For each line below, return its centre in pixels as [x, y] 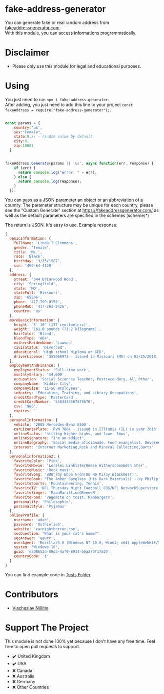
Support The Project [47, 627]
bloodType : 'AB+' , [32, 338]
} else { [23, 177]
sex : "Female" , [28, 132]
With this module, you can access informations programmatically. [71, 33]
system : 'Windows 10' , [37, 547]
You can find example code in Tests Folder [48, 574]
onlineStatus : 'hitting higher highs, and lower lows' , [72, 434]
